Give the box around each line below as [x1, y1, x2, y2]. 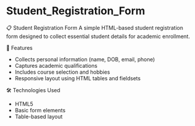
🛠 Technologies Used [6, 86, 61, 93]
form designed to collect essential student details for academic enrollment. [6, 33, 190, 40]
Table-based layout [14, 113, 63, 120]
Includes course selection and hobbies [14, 68, 110, 75]
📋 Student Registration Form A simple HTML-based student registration [6, 24, 184, 31]
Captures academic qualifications [14, 62, 98, 69]
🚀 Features [6, 44, 33, 51]
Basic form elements [14, 106, 66, 114]
